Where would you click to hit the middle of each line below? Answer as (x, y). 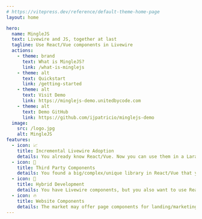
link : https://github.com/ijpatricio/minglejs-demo (88, 118)
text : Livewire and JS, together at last (64, 40)
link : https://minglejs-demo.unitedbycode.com (81, 101)
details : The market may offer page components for (83, 207)
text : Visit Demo (44, 95)
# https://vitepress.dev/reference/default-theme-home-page (83, 12)
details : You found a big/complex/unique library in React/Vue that (105, 173)
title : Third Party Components (56, 168)
